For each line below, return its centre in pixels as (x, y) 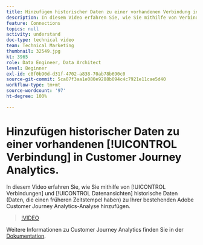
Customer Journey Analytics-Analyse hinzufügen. (69, 206)
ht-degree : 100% (27, 96)
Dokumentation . (26, 236)
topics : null (23, 29)
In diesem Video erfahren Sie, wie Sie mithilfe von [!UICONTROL (86, 187)
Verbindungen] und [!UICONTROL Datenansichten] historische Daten (92, 193)
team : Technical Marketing (40, 46)
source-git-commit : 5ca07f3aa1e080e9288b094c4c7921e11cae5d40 (86, 79)
